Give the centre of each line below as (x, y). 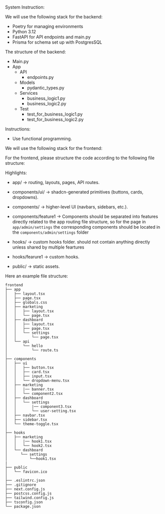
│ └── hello (24, 346)
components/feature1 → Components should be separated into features (85, 216)
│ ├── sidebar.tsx (26, 420)
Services (29, 93)
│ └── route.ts (32, 350)
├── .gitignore (21, 485)
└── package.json (23, 507)
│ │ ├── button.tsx (30, 368)
